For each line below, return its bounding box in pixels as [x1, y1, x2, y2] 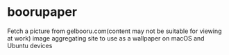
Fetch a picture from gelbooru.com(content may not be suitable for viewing [7, 27, 222, 35]
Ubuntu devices [7, 41, 53, 49]
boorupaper [7, 4, 78, 20]
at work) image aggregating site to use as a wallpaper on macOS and [7, 34, 205, 42]
